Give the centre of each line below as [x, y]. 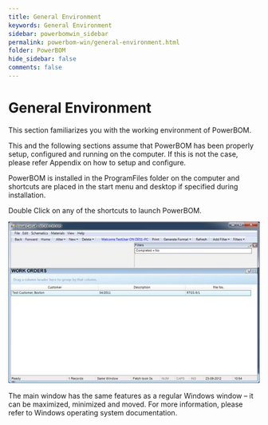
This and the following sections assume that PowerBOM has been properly [131, 145]
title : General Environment [55, 17]
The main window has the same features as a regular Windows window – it [131, 396]
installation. [27, 195]
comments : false [35, 68]
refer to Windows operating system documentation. [93, 413]
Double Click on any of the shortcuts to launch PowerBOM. [105, 210]
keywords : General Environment [60, 25]
